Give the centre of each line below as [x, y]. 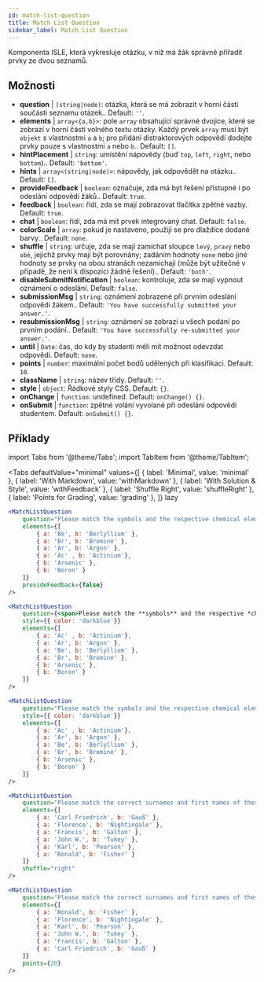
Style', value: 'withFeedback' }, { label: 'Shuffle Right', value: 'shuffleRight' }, [131, 489]
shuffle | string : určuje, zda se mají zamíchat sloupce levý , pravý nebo [135, 246]
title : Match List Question [54, 23]
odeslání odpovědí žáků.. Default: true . [83, 197]
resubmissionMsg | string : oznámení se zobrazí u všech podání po [130, 322]
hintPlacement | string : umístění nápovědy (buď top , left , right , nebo [135, 155]
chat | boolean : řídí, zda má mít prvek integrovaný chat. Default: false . [133, 222]
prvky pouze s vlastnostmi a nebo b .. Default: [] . [98, 146]
